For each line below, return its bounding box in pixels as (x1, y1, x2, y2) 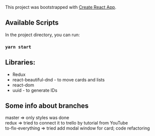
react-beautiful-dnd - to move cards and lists (12, 76, 105, 82)
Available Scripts (5, 18, 59, 27)
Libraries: (5, 58, 36, 67)
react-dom (12, 82, 34, 88)
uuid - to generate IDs (12, 87, 58, 93)
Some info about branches (5, 101, 89, 110)
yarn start (5, 44, 31, 50)
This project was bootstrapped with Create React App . (5, 4, 117, 10)
